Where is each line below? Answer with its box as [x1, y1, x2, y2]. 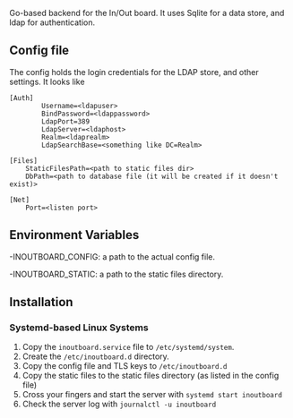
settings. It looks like [9, 76, 85, 87]
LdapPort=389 [41, 116, 90, 126]
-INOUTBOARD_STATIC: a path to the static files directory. [9, 269, 224, 279]
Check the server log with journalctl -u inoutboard [22, 398, 217, 410]
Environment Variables [9, 227, 140, 243]
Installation [9, 294, 73, 310]
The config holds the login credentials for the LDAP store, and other [9, 66, 259, 77]
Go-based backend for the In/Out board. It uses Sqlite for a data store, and [9, 8, 285, 18]
